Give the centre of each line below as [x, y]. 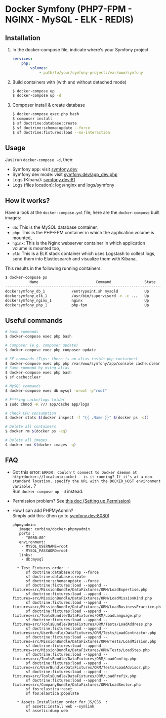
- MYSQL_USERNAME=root [45, 546]
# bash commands [22, 332]
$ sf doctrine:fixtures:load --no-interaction [61, 132]
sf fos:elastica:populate [52, 693]
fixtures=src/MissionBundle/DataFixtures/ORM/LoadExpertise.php [80, 590]
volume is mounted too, [36, 249]
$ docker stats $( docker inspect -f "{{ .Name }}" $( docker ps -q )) [77, 418]
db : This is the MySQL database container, [55, 227]
